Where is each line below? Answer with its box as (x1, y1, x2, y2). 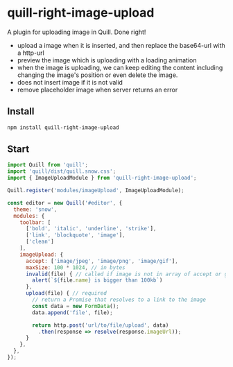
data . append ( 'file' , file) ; (32, 309, 113, 316)
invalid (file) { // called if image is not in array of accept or (25, 271, 222, 278)
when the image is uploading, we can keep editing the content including (17, 63, 223, 71)
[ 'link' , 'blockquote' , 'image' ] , (25, 232, 126, 239)
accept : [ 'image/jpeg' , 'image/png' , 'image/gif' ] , (25, 257, 178, 264)
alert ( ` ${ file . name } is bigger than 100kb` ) (32, 277, 163, 284)
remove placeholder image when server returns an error (17, 85, 178, 94)
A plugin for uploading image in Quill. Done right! (7, 28, 146, 36)
